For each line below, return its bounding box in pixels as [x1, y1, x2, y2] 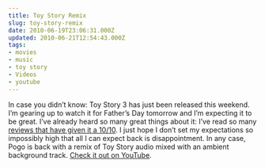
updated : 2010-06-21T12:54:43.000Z [8, 33, 126, 42]
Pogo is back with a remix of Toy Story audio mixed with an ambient [8, 142, 229, 151]
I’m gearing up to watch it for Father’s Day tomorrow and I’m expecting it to [8, 108, 252, 117]
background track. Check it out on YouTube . [8, 150, 152, 159]
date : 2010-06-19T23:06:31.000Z [8, 26, 115, 34]
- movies [8, 48, 37, 56]
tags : [8, 41, 26, 49]
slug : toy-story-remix [8, 19, 83, 27]
